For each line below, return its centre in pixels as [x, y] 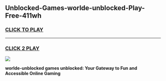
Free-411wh [23, 16]
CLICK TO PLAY [24, 30]
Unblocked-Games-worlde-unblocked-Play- [75, 8]
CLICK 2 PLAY [22, 48]
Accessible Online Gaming [33, 73]
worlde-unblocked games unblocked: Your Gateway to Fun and [71, 68]
